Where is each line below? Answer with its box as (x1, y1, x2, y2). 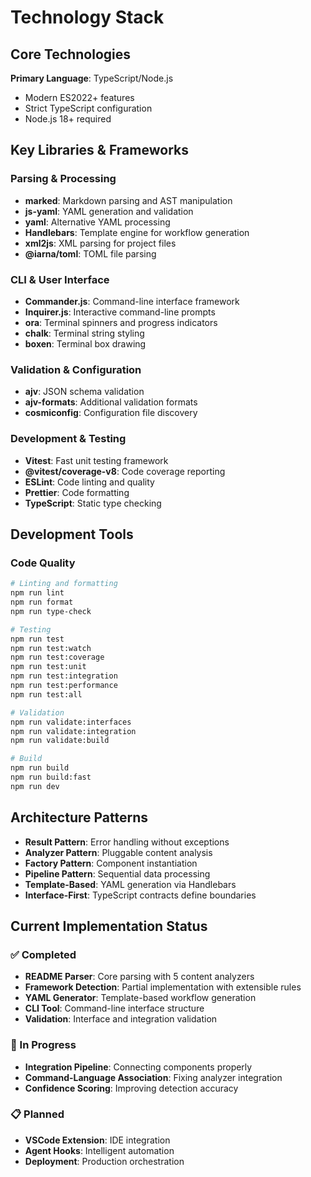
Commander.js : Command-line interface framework (24, 295, 240, 307)
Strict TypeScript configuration (24, 102, 153, 114)
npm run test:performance (10, 681, 118, 691)
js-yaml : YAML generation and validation (24, 205, 194, 217)
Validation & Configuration (10, 362, 142, 376)
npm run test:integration (10, 671, 118, 681)
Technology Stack (10, 6, 165, 29)
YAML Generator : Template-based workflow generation (24, 992, 257, 1004)
